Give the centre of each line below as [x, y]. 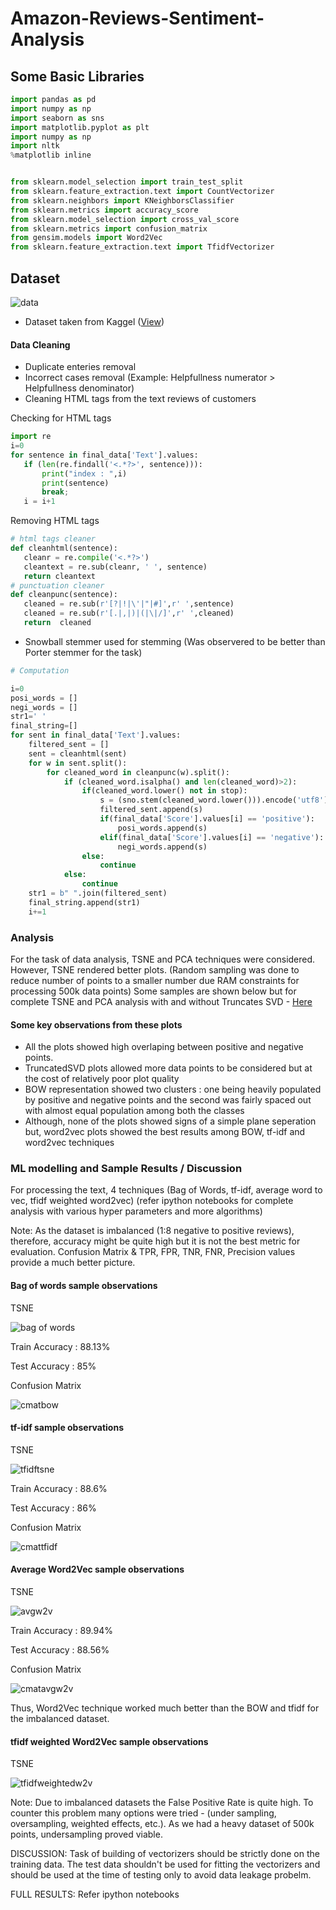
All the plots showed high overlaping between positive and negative [164, 1047]
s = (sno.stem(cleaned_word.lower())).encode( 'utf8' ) [214, 800]
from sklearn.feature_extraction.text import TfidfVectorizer [142, 247]
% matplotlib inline [51, 155]
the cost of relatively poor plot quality [102, 1079]
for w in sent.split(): [78, 763]
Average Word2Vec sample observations [97, 1569]
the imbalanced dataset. [60, 1719]
